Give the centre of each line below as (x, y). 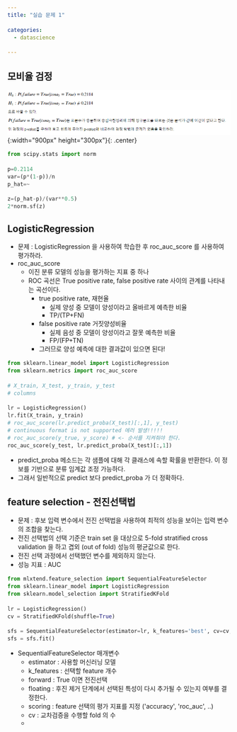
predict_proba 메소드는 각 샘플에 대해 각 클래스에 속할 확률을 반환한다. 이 (119, 460)
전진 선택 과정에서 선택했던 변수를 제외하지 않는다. (86, 556)
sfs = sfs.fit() (31, 639)
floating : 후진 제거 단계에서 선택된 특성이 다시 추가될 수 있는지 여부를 (124, 689)
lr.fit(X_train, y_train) (45, 416)
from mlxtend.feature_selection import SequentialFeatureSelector (107, 579)
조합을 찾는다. (44, 529)
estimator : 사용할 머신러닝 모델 (72, 662)
